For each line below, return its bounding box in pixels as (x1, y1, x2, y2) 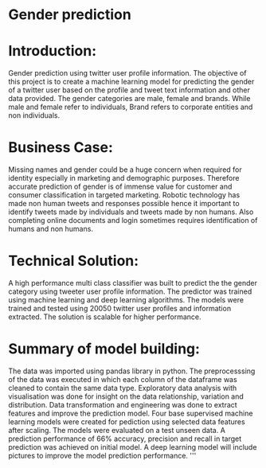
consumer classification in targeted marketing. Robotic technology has (8, 190, 241, 200)
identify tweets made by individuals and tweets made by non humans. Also (8, 207, 254, 216)
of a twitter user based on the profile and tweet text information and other (8, 85, 251, 95)
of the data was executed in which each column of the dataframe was (8, 374, 237, 384)
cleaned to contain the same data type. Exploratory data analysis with (8, 383, 237, 392)
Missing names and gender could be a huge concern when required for (8, 165, 242, 174)
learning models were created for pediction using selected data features (8, 416, 245, 427)
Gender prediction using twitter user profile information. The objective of (8, 68, 247, 78)
